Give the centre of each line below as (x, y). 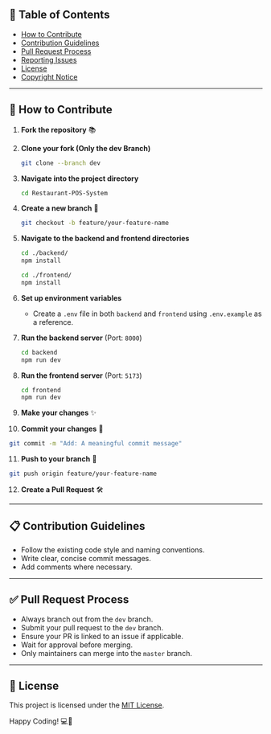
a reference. (53, 322)
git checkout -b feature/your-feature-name (95, 223)
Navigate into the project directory (80, 178)
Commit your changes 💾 (62, 429)
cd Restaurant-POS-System (64, 193)
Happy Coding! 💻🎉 (41, 721)
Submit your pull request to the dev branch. (92, 627)
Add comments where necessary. (76, 567)
